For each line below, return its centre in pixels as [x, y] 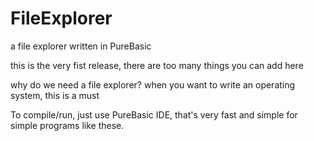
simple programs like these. [67, 125]
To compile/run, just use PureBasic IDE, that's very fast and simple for [154, 114]
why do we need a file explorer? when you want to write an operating [153, 84]
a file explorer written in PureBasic [81, 46]
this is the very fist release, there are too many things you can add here [157, 65]
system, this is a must [55, 95]
